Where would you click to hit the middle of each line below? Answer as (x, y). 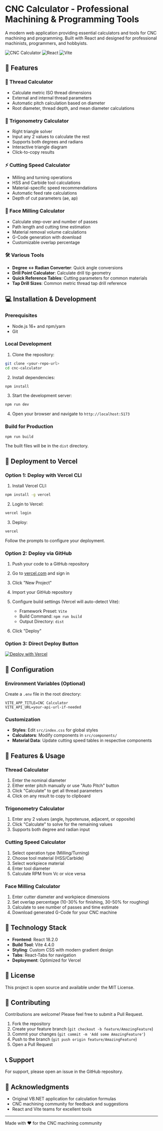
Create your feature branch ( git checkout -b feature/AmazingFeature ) (83, 1029)
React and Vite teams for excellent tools (52, 1109)
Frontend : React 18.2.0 (35, 939)
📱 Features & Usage (35, 756)
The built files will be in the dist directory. (47, 446)
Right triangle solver (32, 131)
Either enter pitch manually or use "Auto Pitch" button (65, 786)
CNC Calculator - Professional (67, 9)
